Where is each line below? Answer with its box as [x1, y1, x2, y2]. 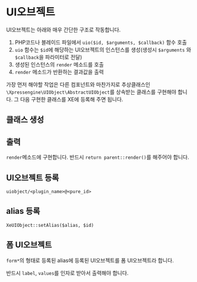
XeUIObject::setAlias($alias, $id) [6, 222, 94, 228]
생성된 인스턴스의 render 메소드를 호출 [14, 60, 104, 68]
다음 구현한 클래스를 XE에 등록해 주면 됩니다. [20, 95, 123, 102]
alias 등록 [6, 206, 40, 216]
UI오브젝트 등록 [6, 172, 59, 182]
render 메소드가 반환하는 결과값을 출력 [14, 68, 104, 75]
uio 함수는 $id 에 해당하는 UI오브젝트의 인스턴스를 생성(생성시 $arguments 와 [14, 46, 192, 53]
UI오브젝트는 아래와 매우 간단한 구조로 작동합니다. [6, 26, 121, 33]
